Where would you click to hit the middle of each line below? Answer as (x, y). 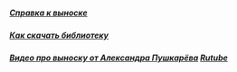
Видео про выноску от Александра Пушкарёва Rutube (119, 58)
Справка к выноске (48, 13)
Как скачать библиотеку (59, 35)
